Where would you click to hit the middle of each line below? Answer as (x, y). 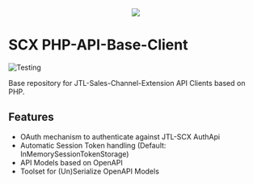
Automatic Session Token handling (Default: (93, 145)
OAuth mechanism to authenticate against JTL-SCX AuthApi (120, 136)
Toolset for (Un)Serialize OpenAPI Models (90, 171)
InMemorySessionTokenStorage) (74, 154)
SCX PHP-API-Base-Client (98, 45)
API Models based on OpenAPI (71, 162)
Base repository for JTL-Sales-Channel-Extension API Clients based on (127, 83)
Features (31, 117)
